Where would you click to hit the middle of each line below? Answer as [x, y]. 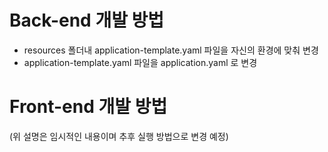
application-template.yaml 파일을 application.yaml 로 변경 [140, 62]
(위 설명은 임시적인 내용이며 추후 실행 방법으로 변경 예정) [119, 136]
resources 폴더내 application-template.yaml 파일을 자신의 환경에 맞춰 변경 [171, 50]
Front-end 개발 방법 [88, 107]
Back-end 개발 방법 [87, 20]
